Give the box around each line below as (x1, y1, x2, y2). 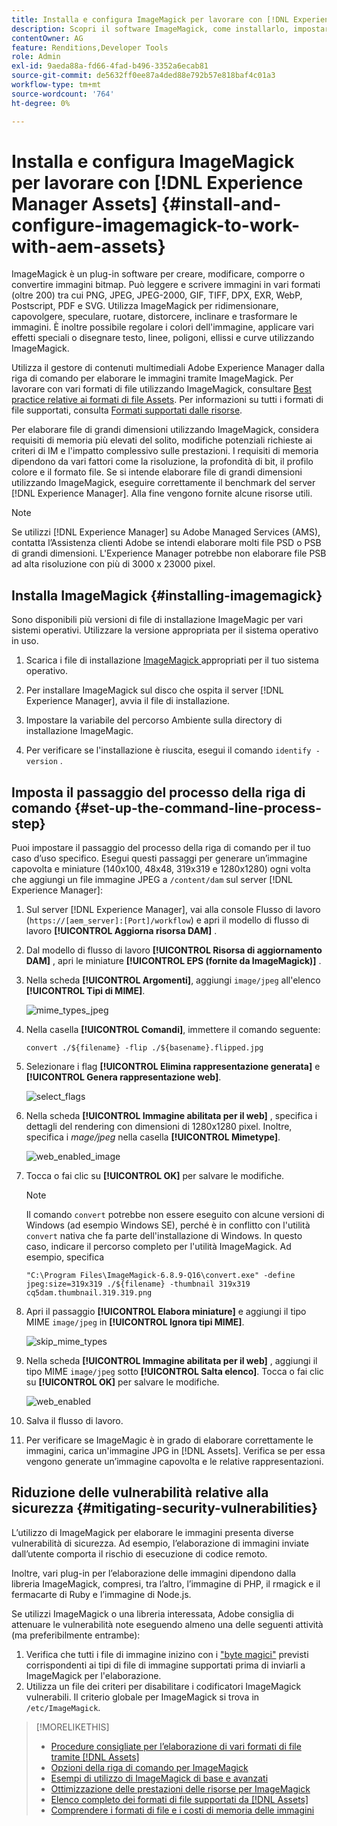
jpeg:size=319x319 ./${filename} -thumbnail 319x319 (25, 1279, 251, 1290)
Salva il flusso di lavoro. (25, 1415, 124, 1427)
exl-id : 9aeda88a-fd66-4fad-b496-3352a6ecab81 (11, 61, 209, 71)
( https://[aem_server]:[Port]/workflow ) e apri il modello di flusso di (25, 914, 309, 926)
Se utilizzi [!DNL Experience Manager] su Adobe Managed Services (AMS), (11, 526, 321, 538)
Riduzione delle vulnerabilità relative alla (11, 1484, 269, 1501)
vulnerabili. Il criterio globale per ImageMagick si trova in (25, 1691, 260, 1703)
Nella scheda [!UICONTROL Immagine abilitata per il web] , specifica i (25, 1110, 318, 1122)
